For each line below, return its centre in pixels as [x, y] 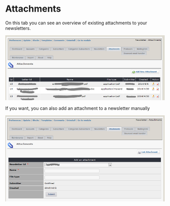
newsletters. [18, 28]
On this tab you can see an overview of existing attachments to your [76, 23]
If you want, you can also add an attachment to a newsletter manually [78, 108]
